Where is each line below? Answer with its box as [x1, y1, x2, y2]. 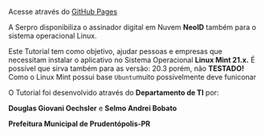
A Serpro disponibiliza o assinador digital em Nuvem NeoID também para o [8, 23, 257, 31]
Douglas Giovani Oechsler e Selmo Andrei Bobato [8, 104, 177, 113]
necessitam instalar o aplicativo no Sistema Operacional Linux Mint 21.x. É [8, 56, 255, 64]
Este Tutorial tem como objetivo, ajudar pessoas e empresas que [8, 47, 222, 56]
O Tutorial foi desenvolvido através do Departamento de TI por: [8, 88, 219, 97]
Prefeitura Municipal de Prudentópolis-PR [8, 119, 151, 128]
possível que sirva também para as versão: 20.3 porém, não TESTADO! [8, 64, 245, 73]
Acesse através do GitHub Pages [8, 7, 118, 16]
